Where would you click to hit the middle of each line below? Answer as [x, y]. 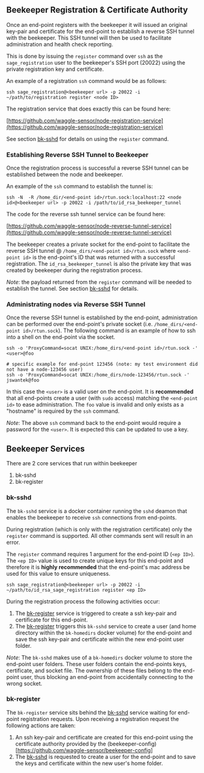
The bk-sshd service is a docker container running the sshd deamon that [97, 511]
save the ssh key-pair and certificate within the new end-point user [100, 639]
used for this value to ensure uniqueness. [58, 573]
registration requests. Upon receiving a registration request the [100, 719]
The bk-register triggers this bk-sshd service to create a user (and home [106, 626]
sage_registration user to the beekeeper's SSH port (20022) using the [96, 62]
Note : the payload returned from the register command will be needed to [99, 282]
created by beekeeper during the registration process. [75, 270]
